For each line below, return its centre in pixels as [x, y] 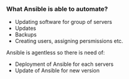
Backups [26, 35]
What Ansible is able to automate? [57, 9]
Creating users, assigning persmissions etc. [69, 41]
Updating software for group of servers [63, 22]
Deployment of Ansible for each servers [64, 64]
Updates [25, 28]
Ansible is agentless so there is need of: [55, 53]
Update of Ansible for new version [57, 71]
